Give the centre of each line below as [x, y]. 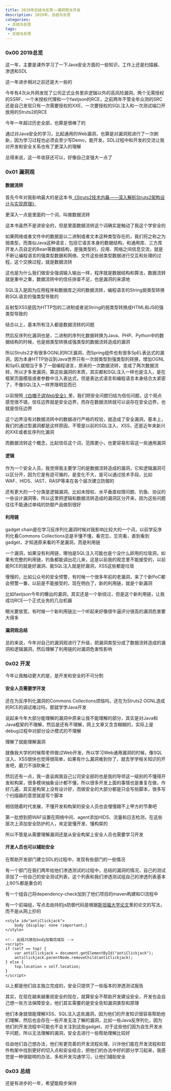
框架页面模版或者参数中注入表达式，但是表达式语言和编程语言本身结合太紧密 [85, 378]
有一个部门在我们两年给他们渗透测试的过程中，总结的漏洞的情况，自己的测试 [85, 870]
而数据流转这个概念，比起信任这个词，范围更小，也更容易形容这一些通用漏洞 [85, 443]
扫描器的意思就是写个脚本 [36, 795]
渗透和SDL [17, 71]
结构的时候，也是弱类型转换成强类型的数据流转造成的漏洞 [70, 342]
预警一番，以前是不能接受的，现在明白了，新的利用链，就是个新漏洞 [81, 583]
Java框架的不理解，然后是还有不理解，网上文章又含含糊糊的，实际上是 [79, 724]
